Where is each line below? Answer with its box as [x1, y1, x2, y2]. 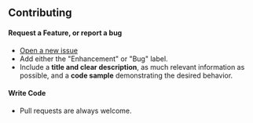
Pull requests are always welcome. [19, 106, 132, 115]
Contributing [8, 6, 72, 20]
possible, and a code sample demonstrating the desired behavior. [19, 71, 233, 80]
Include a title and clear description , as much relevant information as [19, 62, 245, 71]
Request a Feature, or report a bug [8, 27, 123, 38]
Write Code [8, 89, 46, 98]
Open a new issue [19, 45, 79, 55]
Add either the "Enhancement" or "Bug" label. [19, 54, 168, 63]
